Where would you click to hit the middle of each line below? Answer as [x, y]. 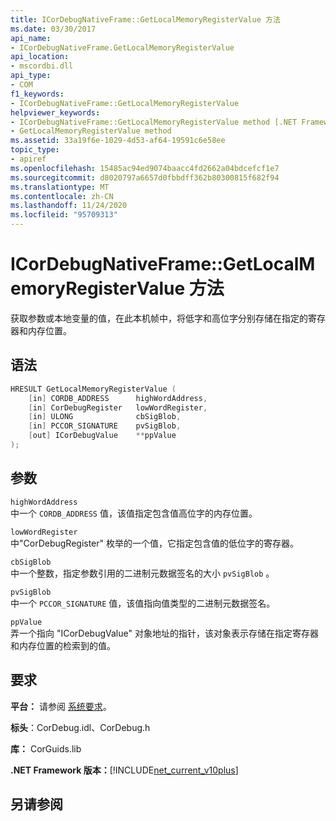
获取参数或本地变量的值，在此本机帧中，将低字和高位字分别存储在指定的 [159, 318]
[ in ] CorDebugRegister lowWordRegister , [118, 407]
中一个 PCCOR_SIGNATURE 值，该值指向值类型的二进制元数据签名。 [143, 603]
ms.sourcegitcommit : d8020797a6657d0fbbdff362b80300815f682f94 [145, 177]
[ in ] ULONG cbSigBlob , [105, 417]
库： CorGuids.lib [46, 748]
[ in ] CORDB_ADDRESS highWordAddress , [118, 398]
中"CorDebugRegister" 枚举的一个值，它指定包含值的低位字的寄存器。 [155, 543]
